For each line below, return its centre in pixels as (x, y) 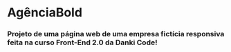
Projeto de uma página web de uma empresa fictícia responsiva (116, 34)
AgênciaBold (45, 13)
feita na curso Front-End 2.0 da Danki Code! (82, 42)
